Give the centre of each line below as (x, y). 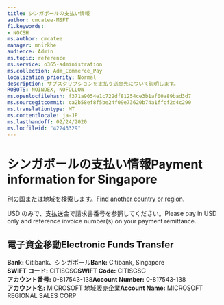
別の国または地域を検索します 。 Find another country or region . (96, 199)
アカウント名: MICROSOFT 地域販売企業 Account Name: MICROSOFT (105, 288)
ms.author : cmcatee (35, 39)
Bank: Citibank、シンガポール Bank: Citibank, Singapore (86, 263)
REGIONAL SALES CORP (42, 296)
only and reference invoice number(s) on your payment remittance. (102, 221)
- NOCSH (18, 33)
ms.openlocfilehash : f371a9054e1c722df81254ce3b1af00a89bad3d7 (99, 97)
